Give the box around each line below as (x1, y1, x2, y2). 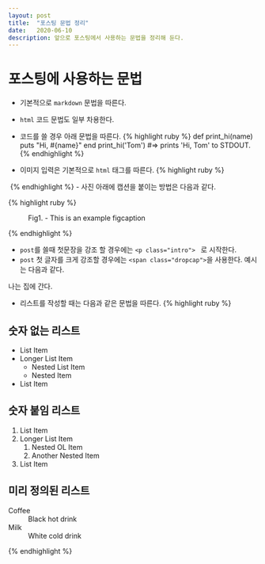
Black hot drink (28, 514, 78, 524)
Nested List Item (31, 362, 85, 372)
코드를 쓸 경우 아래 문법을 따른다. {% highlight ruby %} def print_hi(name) (19, 131, 253, 141)
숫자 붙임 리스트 (8, 404, 81, 417)
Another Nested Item (31, 451, 100, 460)
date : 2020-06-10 (8, 26, 73, 34)
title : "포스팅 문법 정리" (8, 19, 89, 27)
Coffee (8, 505, 31, 515)
